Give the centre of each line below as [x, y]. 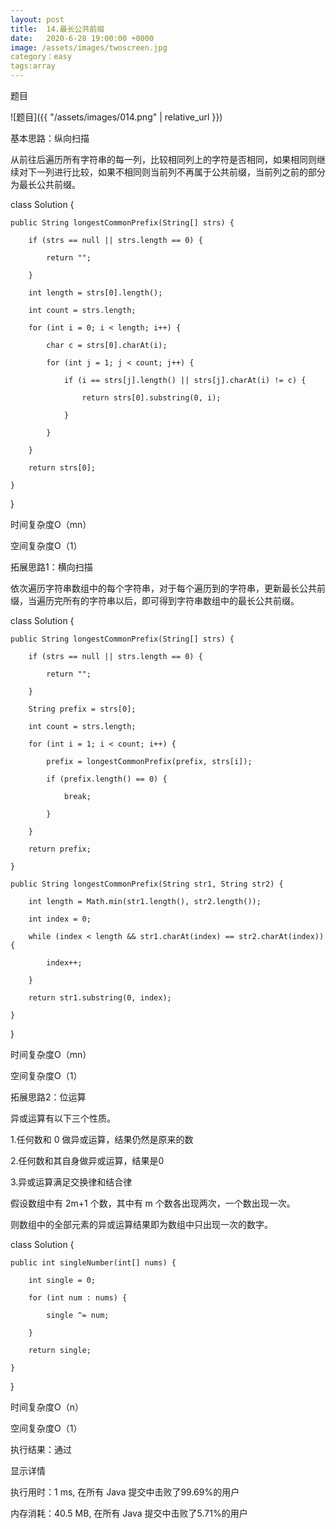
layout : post [37, 19]
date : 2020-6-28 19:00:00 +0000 [82, 38]
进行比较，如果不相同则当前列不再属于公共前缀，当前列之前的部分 [189, 172]
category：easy [41, 57]
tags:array [33, 66]
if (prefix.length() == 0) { [107, 779]
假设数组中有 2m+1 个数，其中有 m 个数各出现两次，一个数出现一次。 [153, 1203]
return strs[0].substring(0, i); [151, 398]
